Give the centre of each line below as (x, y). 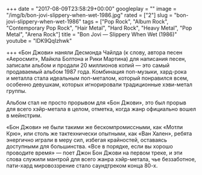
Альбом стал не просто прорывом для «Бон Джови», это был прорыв (96, 103)
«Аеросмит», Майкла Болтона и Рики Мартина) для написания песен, (96, 59)
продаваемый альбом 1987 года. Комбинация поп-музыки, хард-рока (96, 72)
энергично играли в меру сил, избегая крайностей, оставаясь (87, 140)
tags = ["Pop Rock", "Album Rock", (125, 21)
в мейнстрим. (24, 115)
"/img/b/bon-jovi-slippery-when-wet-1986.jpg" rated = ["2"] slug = (90, 15)
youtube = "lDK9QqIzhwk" (39, 41)
